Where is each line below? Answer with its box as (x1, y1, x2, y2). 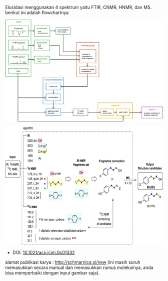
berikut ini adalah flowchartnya (5, 10, 69, 16)
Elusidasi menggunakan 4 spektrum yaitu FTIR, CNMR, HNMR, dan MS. (5, 5, 152, 10)
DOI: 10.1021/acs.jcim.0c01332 (12, 249, 75, 255)
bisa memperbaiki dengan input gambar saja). (5, 269, 100, 275)
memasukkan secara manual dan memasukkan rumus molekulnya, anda (5, 264, 153, 270)
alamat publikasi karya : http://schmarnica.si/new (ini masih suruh (5, 259, 141, 265)
